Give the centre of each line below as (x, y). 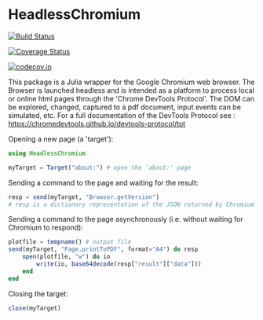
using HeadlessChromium (47, 153)
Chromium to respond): (46, 228)
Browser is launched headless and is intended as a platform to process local (131, 90)
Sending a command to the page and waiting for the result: (103, 182)
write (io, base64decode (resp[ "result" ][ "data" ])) (119, 264)
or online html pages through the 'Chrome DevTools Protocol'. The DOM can (131, 98)
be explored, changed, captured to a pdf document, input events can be (125, 107)
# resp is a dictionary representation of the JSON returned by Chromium (131, 204)
